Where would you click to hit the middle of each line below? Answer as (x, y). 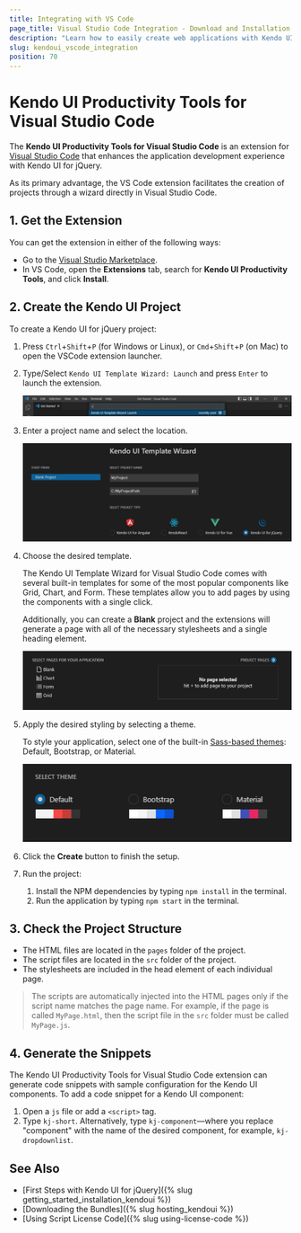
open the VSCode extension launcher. (92, 356)
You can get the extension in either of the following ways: (115, 242)
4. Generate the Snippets (81, 1053)
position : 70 (34, 57)
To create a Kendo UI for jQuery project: (83, 329)
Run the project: (52, 874)
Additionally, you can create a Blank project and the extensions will (146, 619)
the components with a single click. (87, 601)
